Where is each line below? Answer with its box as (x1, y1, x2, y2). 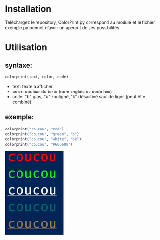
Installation (5, 3, 52, 15)
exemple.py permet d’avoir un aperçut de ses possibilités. (5, 24, 121, 30)
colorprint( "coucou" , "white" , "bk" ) (5, 137, 82, 142)
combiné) (12, 99, 32, 105)
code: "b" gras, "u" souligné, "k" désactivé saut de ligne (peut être (12, 93, 146, 99)
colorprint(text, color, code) (5, 74, 69, 79)
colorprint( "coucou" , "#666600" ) (5, 142, 73, 147)
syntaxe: (5, 61, 33, 69)
